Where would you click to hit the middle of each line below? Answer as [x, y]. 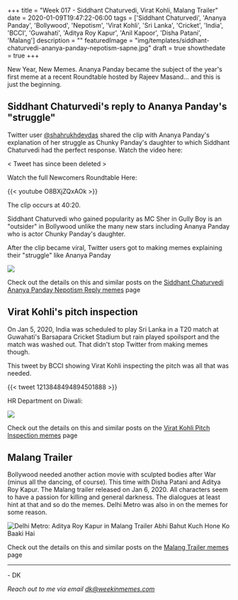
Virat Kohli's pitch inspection [73, 312]
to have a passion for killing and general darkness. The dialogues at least [114, 497]
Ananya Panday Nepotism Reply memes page [74, 290]
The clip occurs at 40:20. [44, 204]
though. [19, 351]
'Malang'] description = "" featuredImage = [70, 40]
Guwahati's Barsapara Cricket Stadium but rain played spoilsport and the [114, 337]
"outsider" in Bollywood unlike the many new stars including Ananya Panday [119, 226]
